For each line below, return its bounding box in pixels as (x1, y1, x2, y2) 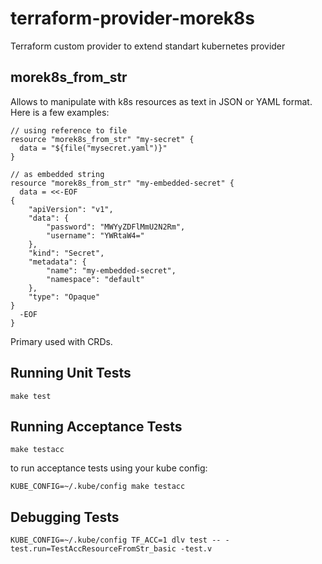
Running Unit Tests (10, 365, 132, 382)
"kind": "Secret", (28, 248, 105, 258)
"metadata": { (28, 257, 87, 267)
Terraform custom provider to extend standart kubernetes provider (10, 40, 286, 52)
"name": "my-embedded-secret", (46, 265, 177, 276)
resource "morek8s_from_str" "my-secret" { (10, 134, 195, 144)
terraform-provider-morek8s (10, 7, 256, 30)
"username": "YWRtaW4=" (46, 230, 145, 241)
